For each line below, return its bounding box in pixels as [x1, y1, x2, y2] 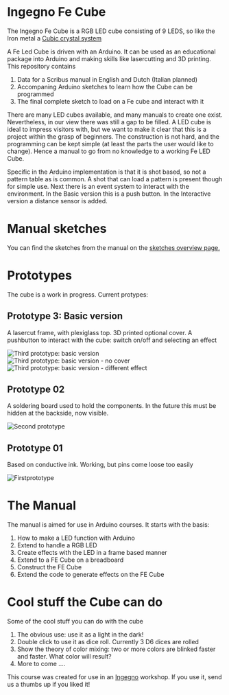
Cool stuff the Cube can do [7, 595, 163, 610]
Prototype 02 [7, 384, 65, 396]
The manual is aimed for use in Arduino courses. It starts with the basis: [7, 521, 210, 529]
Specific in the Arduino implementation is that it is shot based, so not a [7, 168, 206, 176]
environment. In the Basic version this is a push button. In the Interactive [7, 190, 211, 198]
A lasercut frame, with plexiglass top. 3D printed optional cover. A [7, 328, 193, 337]
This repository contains [7, 62, 76, 70]
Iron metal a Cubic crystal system [7, 34, 101, 42]
